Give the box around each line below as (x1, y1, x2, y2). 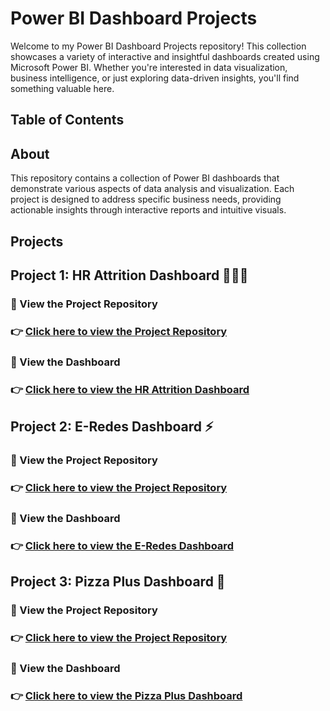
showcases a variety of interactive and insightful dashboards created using (10, 50, 320, 62)
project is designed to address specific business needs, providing (10, 193, 282, 206)
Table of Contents (10, 112, 125, 129)
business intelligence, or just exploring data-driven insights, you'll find (10, 72, 300, 84)
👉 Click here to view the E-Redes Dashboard (10, 538, 234, 552)
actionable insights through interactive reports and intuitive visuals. (10, 204, 287, 216)
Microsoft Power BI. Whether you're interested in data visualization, (10, 61, 288, 73)
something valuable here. (10, 82, 115, 94)
